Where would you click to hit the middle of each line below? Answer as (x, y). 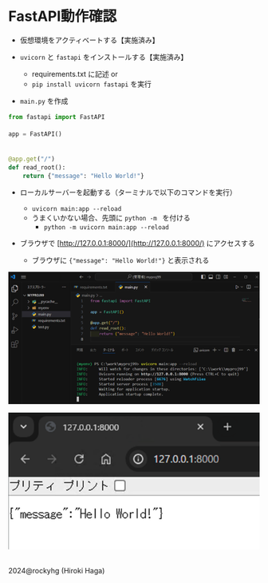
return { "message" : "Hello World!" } (84, 176)
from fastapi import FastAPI (57, 117)
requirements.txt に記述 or (75, 73)
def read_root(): (37, 168)
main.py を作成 (44, 101)
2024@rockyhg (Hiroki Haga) (57, 570)
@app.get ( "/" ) (32, 159)
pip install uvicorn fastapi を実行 (91, 84)
